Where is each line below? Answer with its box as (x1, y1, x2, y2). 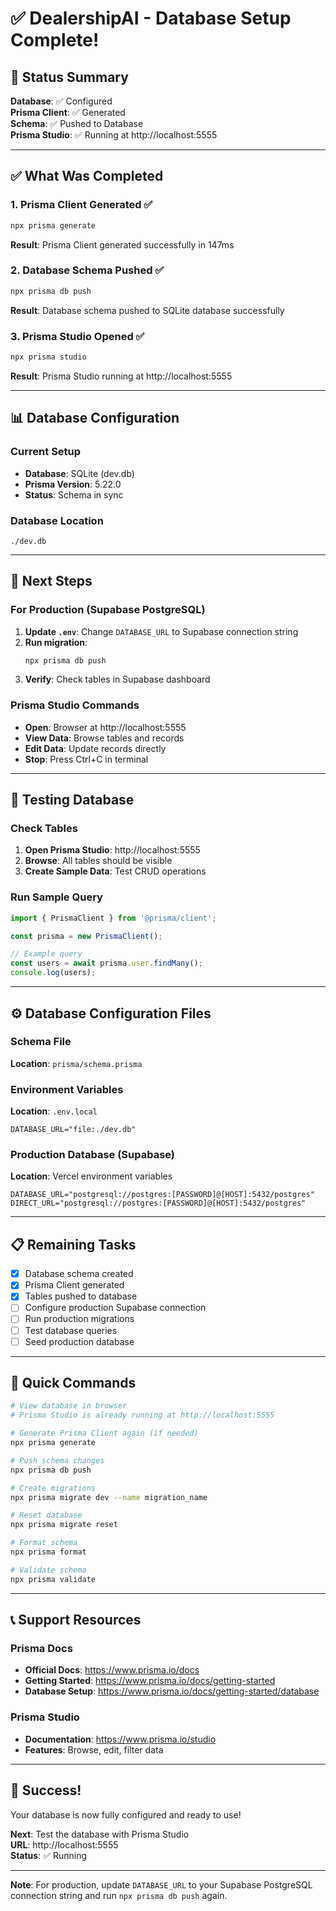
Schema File (10, 1035, 72, 1049)
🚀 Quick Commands (10, 1375, 137, 1392)
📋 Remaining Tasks (10, 1236, 137, 1253)
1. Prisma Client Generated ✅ (10, 198, 153, 212)
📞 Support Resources (10, 1612, 142, 1629)
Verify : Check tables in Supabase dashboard (24, 673, 211, 686)
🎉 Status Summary (10, 68, 129, 86)
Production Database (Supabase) (10, 1148, 176, 1162)
